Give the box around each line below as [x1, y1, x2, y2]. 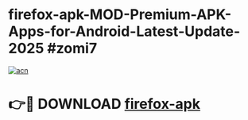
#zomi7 [47, 40, 98, 57]
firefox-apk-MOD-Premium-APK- [8, 6, 232, 24]
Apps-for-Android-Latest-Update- [8, 22, 241, 41]
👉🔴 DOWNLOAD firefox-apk [8, 95, 201, 113]
